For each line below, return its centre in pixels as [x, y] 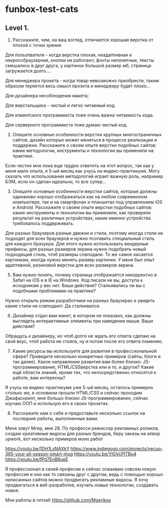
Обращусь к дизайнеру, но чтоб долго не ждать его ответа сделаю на [80, 336]
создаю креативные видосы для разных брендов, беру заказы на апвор [83, 433]
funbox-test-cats [42, 9]
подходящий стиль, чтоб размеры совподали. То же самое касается [79, 254]
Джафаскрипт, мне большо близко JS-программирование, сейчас [77, 398]
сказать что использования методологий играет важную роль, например [84, 176]
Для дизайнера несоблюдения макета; [47, 96]
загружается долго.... [28, 71]
